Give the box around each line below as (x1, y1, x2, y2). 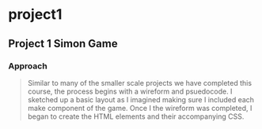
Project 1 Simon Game (8, 37, 118, 50)
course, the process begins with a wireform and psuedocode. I (27, 87, 233, 96)
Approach (8, 61, 47, 72)
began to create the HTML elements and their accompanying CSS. (27, 112, 245, 121)
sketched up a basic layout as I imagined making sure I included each (27, 94, 255, 104)
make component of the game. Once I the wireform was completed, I (27, 103, 253, 112)
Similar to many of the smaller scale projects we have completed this (27, 78, 252, 87)
